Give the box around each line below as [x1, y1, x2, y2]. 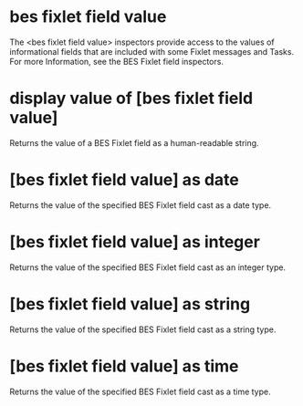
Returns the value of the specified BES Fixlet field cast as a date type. [9, 199, 272, 211]
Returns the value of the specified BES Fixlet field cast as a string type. [9, 324, 277, 335]
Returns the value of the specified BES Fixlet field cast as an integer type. [9, 262, 286, 273]
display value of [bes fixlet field [9, 88, 254, 109]
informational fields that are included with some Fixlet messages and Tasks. [9, 46, 295, 57]
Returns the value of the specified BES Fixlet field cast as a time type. [9, 386, 271, 397]
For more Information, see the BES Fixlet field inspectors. [9, 56, 224, 67]
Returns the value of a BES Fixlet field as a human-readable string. [9, 137, 259, 148]
